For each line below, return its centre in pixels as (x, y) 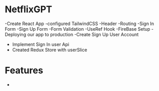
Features (24, 71)
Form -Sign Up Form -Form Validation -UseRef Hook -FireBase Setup (77, 29)
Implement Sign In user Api (41, 44)
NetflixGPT (28, 9)
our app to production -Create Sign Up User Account (83, 34)
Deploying (16, 34)
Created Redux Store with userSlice (50, 50)
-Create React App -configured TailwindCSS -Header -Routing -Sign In (79, 24)
